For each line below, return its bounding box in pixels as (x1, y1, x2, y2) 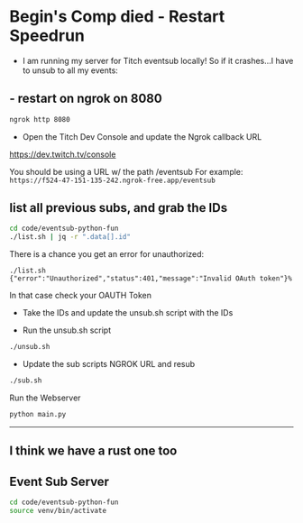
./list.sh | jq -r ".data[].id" (9, 233, 131, 242)
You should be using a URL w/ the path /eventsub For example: (9, 166, 243, 177)
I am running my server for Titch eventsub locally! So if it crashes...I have (22, 55, 294, 66)
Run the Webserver (9, 392, 81, 403)
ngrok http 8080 (9, 115, 70, 124)
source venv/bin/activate (9, 506, 106, 515)
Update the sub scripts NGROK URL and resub (22, 359, 196, 370)
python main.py (9, 409, 67, 418)
